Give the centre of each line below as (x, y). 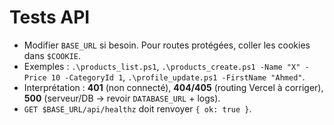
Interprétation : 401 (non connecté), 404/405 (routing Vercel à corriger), (173, 87)
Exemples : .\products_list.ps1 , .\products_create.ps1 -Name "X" (162, 66)
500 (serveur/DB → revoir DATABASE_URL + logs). (122, 98)
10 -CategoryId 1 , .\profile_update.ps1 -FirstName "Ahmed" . (178, 77)
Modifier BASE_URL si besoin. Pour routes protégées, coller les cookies (167, 45)
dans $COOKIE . (52, 55)
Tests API (50, 17)
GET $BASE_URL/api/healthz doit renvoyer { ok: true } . (137, 108)
